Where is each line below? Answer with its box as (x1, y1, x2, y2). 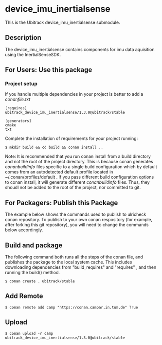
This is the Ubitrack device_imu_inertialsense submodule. (5, 19, 120, 25)
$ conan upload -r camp (5, 331, 54, 336)
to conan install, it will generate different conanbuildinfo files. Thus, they (5, 179, 150, 185)
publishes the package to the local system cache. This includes (5, 259, 132, 265)
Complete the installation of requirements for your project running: (5, 136, 138, 141)
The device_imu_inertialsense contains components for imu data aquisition (5, 46, 155, 52)
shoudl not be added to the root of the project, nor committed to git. (5, 185, 141, 190)
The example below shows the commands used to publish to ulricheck (5, 211, 146, 217)
